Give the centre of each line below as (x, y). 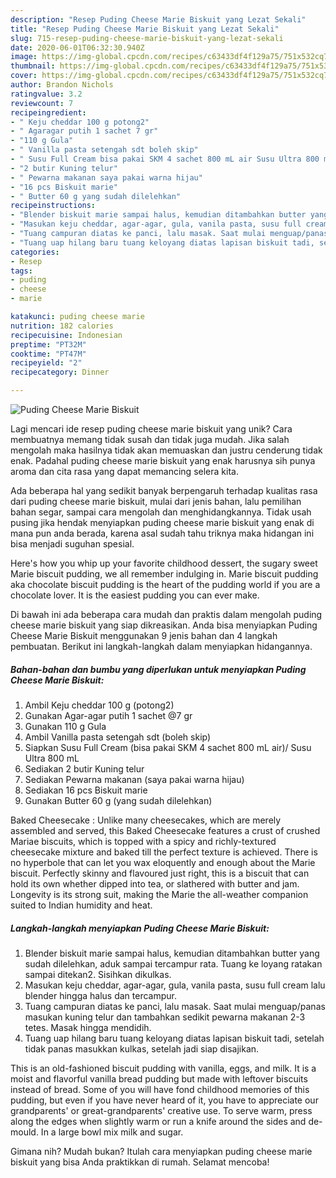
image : (24, 57)
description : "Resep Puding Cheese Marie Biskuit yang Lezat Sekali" (158, 19)
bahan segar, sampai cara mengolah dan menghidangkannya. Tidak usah (161, 512)
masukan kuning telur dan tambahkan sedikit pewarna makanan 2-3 (165, 1017)
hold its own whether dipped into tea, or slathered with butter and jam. (155, 883)
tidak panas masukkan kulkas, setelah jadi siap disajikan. (142, 1048)
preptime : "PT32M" (48, 344)
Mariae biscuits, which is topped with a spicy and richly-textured (143, 841)
